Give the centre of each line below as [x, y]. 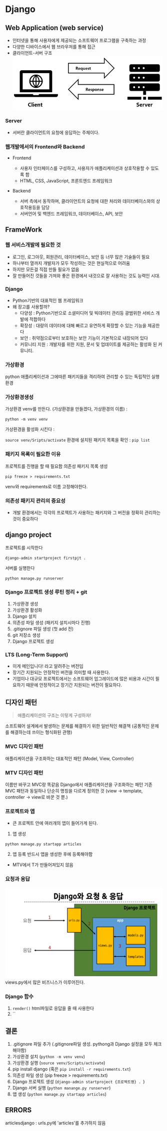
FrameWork [24, 230]
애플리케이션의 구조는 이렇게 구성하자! [54, 715]
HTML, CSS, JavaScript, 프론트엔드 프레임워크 [66, 180]
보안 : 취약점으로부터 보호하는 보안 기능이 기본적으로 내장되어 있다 [84, 338]
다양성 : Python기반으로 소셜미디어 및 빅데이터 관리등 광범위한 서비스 [87, 313]
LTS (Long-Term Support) [37, 655]
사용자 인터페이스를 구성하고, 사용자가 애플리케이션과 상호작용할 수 [85, 168]
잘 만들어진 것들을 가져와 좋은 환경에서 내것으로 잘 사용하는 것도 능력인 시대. [86, 275]
